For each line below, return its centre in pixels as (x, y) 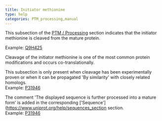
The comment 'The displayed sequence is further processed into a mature (81, 97)
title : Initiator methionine (35, 10)
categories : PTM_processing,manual (42, 19)
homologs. (16, 82)
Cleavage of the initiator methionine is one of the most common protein (78, 57)
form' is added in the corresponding (42, 103)
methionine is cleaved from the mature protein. (53, 38)
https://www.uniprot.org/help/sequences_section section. (65, 108)
